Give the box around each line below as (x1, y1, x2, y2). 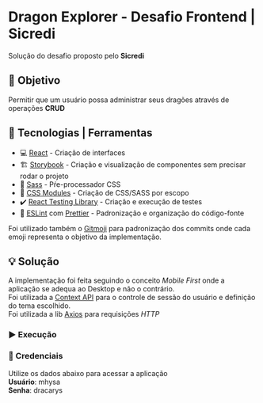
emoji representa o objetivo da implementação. (8, 232, 162, 241)
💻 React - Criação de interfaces (19, 147, 125, 158)
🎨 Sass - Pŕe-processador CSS (19, 179, 121, 189)
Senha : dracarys (8, 385, 63, 395)
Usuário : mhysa (8, 377, 61, 386)
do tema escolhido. (8, 301, 71, 310)
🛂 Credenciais (8, 351, 63, 362)
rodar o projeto (19, 171, 69, 181)
